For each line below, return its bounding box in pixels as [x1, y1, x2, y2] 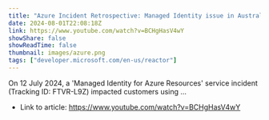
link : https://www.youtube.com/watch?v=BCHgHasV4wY [8, 26, 184, 34]
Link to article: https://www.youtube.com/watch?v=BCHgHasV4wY [19, 102, 241, 112]
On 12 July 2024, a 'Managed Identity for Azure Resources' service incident [8, 78, 259, 88]
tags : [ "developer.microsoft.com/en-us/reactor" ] [8, 57, 178, 65]
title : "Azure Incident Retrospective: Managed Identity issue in [8, 11, 235, 20]
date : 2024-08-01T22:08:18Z [8, 19, 102, 27]
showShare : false [8, 34, 66, 42]
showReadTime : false [8, 42, 78, 50]
